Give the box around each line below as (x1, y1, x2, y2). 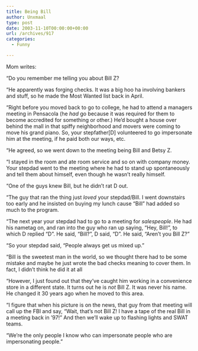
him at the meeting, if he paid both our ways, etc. (6, 135, 126, 142)
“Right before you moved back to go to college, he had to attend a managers (6, 104, 193, 111)
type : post (6, 20, 33, 25)
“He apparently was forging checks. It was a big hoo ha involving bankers (6, 86, 186, 93)
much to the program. (6, 206, 59, 213)
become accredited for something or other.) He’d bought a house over (6, 116, 177, 123)
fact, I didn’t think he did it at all (6, 266, 83, 273)
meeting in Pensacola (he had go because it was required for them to (6, 110, 175, 117)
